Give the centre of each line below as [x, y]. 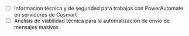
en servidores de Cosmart [45, 15]
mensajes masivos [36, 27]
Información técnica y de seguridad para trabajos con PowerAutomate [99, 8]
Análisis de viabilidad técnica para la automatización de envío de [92, 21]
